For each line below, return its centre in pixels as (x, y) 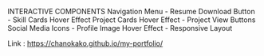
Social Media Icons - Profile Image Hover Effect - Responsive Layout (120, 28)
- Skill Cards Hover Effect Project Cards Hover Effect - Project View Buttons (132, 20)
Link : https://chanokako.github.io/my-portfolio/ (85, 43)
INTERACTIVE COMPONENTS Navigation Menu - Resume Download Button (132, 11)
